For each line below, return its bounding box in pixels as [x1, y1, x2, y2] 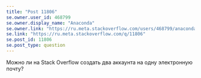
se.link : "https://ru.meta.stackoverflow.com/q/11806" [6, 31, 146, 37]
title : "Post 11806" [6, 8, 58, 15]
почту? [6, 65, 24, 72]
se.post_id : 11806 [6, 37, 52, 43]
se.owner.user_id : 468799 [6, 14, 71, 20]
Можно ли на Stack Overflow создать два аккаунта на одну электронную [6, 58, 193, 66]
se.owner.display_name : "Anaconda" [6, 20, 95, 26]
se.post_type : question [6, 43, 66, 49]
